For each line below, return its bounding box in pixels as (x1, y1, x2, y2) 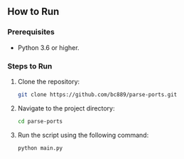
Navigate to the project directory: (17, 103, 115, 113)
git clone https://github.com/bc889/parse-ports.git (17, 91, 178, 98)
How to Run (7, 6, 60, 18)
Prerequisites (7, 27, 55, 37)
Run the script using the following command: (17, 130, 149, 139)
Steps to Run (7, 61, 53, 71)
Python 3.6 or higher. (17, 43, 80, 52)
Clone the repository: (17, 77, 80, 86)
